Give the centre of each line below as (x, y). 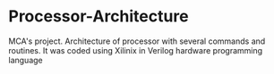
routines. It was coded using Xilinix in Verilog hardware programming (136, 50)
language (26, 60)
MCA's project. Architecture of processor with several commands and (137, 41)
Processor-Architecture (98, 16)
